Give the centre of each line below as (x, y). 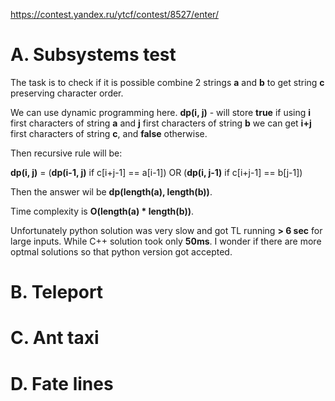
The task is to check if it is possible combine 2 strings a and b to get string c (167, 82)
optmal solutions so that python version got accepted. (121, 251)
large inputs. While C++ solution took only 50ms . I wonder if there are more (166, 241)
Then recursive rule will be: (66, 153)
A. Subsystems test (93, 55)
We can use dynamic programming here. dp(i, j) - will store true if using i (161, 112)
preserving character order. (67, 93)
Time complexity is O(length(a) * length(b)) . (102, 211)
